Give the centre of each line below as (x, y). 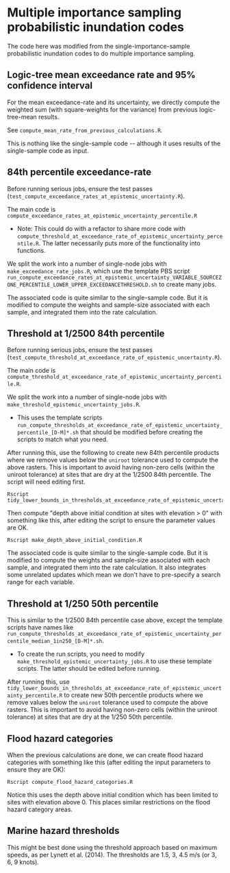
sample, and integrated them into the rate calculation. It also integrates (107, 567)
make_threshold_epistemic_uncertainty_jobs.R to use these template (114, 661)
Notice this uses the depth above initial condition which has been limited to (113, 795)
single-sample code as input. (48, 150)
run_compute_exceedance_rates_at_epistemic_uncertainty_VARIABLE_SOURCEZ (115, 278)
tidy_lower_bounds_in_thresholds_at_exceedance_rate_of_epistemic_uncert (115, 689)
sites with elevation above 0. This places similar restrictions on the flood (109, 802)
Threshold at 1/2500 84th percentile (86, 333)
